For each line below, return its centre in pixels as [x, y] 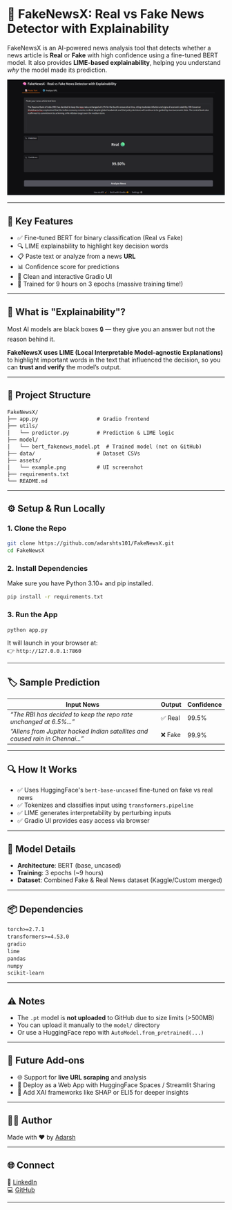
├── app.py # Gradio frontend [78, 419]
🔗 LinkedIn [22, 1182]
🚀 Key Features [40, 221]
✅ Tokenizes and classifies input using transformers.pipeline [105, 805]
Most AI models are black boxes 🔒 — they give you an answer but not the [111, 329]
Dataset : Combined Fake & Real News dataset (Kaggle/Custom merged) [120, 880]
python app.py [28, 630]
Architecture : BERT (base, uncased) [69, 866]
